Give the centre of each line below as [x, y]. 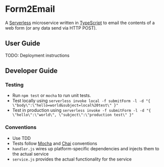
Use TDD [21, 138]
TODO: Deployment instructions [37, 55]
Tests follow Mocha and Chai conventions [55, 143]
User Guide [23, 44]
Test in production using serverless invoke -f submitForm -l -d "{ [82, 110]
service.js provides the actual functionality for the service [72, 159]
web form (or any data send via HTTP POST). [51, 28]
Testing [14, 85]
